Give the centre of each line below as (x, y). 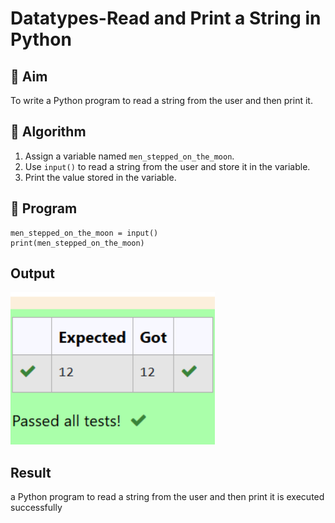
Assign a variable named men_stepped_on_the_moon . (129, 156)
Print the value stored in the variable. (100, 177)
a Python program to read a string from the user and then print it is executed (167, 497)
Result (31, 472)
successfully (36, 508)
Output (32, 273)
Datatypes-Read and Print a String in (166, 18)
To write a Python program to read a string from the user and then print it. (161, 100)
